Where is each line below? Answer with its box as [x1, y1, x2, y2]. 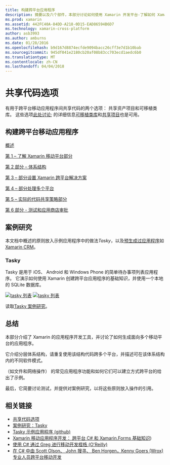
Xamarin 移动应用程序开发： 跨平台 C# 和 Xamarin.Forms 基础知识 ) [12, 435, 152, 441]
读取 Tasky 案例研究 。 [5, 303, 50, 309]
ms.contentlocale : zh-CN [5, 59, 58, 64]
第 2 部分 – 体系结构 [5, 163, 47, 170]
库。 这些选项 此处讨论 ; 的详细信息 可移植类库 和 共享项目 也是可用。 [5, 112, 143, 118]
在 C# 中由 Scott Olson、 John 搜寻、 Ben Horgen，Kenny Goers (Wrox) [12, 447, 163, 454]
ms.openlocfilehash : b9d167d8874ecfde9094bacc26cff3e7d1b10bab [5, 45, 142, 50]
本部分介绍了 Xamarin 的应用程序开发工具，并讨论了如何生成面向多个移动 [5, 334, 158, 340]
